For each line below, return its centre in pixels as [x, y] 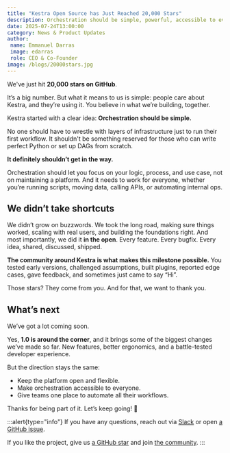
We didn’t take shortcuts [61, 209]
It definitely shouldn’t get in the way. [60, 159]
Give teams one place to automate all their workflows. [93, 395]
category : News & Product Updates [56, 33]
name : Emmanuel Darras [42, 45]
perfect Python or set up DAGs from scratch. [70, 146]
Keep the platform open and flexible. [68, 381]
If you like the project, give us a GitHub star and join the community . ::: [106, 443]
